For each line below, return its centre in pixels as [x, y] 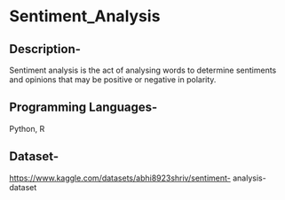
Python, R [27, 128]
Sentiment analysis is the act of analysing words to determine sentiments [143, 70]
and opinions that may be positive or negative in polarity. [113, 80]
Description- [45, 49]
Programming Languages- [83, 108]
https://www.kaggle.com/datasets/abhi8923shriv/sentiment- [120, 178]
